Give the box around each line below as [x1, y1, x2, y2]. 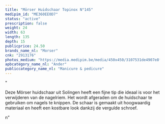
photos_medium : [5, 57, 36, 62]
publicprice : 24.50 [5, 44, 45, 49]
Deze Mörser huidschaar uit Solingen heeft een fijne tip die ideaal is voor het [5, 89, 160, 95]
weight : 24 [5, 25, 27, 30]
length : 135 [5, 35, 29, 40]
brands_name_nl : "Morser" [5, 48, 58, 53]
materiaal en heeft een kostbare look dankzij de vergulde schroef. [5, 105, 138, 111]
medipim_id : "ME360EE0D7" [5, 12, 58, 17]
